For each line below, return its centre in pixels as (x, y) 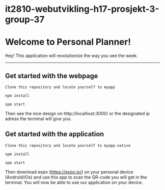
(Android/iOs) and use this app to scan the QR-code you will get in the (76, 177)
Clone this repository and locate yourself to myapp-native (68, 145)
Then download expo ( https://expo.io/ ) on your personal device (69, 172)
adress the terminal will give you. (39, 119)
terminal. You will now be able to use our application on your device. (74, 182)
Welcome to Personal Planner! (68, 42)
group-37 (25, 19)
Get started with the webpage (52, 76)
